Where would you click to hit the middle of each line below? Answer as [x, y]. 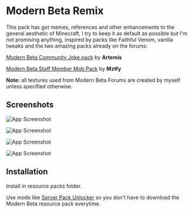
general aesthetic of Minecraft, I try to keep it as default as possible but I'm [97, 33]
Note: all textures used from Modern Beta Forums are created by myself [93, 80]
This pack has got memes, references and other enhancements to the [90, 27]
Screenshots [30, 105]
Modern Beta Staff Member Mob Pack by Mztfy [64, 68]
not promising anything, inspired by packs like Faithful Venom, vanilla [89, 39]
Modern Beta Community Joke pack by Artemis [64, 57]
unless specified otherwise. [39, 86]
